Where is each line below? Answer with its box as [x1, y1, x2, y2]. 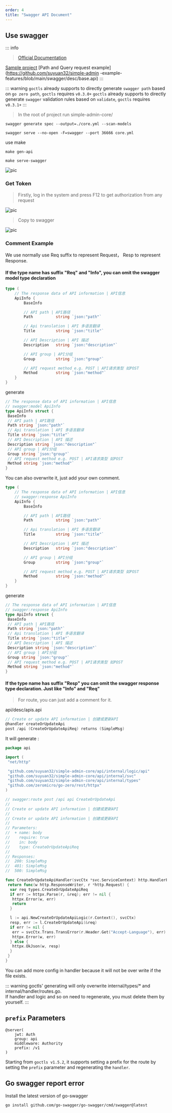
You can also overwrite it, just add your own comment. [5, 475, 120, 481]
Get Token [5, 180, 32, 187]
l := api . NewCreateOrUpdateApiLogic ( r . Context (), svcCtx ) [10, 915, 137, 921]
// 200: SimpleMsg [5, 859, 47, 864]
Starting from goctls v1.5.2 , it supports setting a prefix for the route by [5, 1059, 156, 1065]
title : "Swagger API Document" [5, 12, 72, 17]
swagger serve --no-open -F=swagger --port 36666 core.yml [5, 130, 134, 136]
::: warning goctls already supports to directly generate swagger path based [5, 85, 165, 92]
